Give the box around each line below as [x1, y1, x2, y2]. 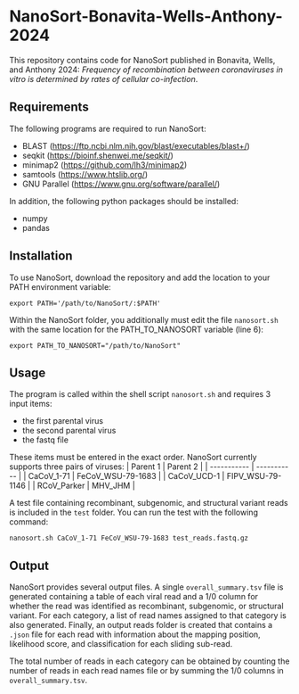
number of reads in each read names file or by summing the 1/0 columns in [9, 665, 285, 676]
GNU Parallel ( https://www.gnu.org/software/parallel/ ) [21, 178, 221, 189]
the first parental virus [21, 416, 104, 426]
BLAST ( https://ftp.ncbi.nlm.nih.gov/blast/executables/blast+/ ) [21, 140, 251, 151]
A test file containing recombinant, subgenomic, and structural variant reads [9, 498, 288, 508]
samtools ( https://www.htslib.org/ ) [21, 169, 149, 179]
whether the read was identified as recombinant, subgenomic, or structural [9, 600, 284, 612]
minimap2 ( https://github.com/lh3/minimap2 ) [21, 159, 188, 170]
